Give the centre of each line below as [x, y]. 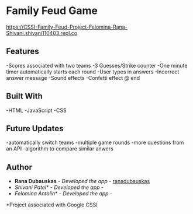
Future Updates [35, 129]
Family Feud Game [52, 11]
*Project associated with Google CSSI [52, 205]
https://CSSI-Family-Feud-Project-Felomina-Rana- [67, 27]
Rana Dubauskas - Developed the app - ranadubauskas [82, 181]
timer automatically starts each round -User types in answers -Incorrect [93, 72]
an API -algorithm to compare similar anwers [60, 149]
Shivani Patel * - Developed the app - [59, 187]
